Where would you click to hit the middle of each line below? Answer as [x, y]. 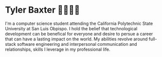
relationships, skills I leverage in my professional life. [58, 49]
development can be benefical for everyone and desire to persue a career [79, 34]
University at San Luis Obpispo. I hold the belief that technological [71, 28]
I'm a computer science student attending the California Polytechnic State [79, 23]
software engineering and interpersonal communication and [77, 44]
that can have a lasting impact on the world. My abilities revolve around [76, 39]
